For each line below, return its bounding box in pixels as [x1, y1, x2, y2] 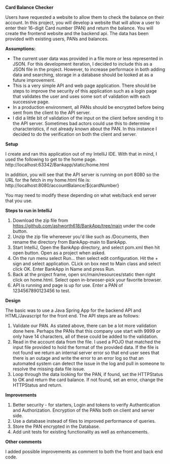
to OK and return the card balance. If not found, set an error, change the [12, 376, 163, 383]
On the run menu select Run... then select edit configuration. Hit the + [12, 255, 158, 261]
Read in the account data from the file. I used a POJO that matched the [12, 339, 161, 345]
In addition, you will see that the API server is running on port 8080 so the [5, 171, 160, 178]
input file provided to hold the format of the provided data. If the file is [12, 344, 159, 350]
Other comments [5, 439, 42, 445]
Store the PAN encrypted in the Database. [12, 423, 100, 429]
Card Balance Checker [5, 5, 54, 10]
